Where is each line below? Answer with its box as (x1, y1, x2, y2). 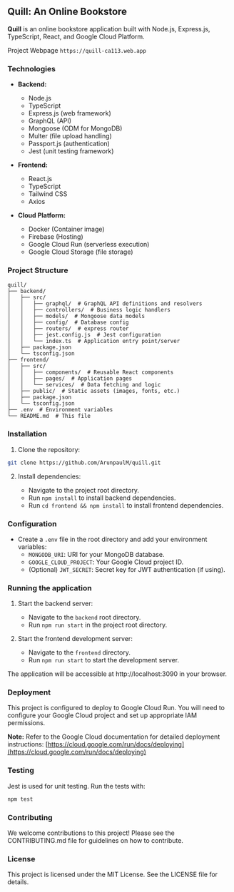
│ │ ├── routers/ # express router (7, 325, 130, 332)
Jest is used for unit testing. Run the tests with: (7, 781, 146, 790)
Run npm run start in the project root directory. (28, 620, 168, 630)
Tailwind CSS (28, 190, 68, 198)
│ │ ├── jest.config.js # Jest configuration (7, 332, 161, 339)
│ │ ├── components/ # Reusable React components (7, 369, 174, 376)
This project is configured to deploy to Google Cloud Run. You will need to (7, 704, 225, 712)
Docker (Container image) (28, 225, 105, 234)
